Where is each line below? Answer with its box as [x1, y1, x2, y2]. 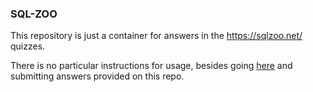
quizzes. [10, 40, 46, 52]
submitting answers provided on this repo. [10, 70, 185, 82]
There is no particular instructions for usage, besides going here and [10, 60, 293, 72]
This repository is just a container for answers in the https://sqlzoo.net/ [10, 30, 303, 42]
